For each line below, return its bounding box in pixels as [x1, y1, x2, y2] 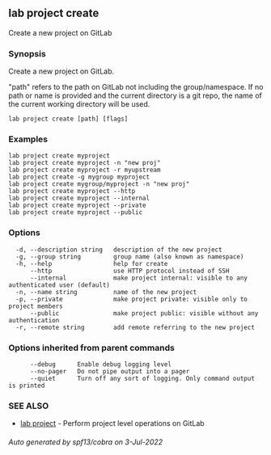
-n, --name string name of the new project [15, 288, 197, 296]
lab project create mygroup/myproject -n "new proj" [8, 180, 190, 188]
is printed [8, 381, 45, 390]
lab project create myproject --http [8, 187, 136, 196]
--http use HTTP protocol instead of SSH [29, 267, 230, 275]
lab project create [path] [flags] [8, 115, 129, 124]
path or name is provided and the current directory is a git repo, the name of [8, 91, 263, 100]
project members [8, 302, 63, 310]
